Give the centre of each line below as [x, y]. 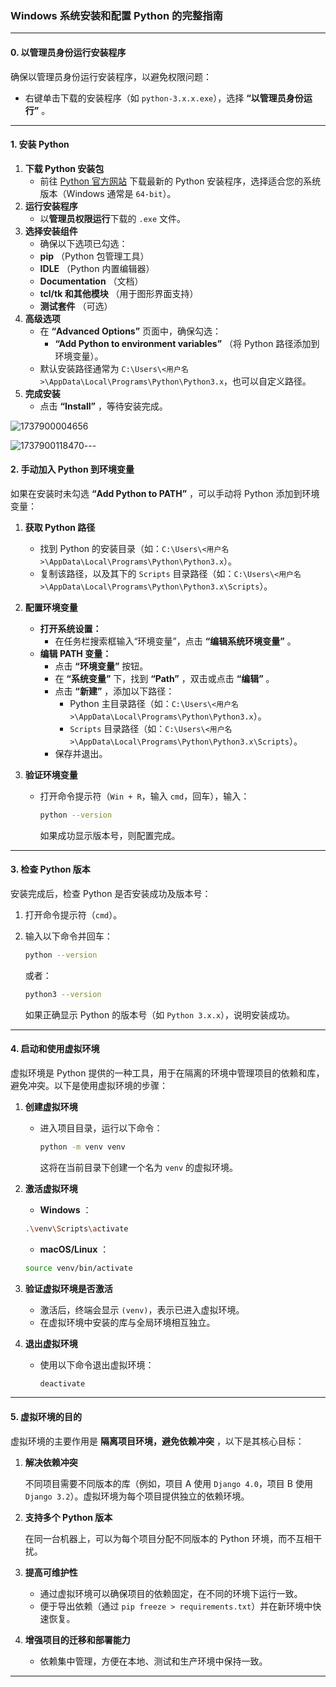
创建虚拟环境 [51, 1106]
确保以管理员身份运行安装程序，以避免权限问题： [111, 76]
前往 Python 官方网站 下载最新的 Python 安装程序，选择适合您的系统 [180, 181]
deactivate [62, 1383]
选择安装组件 [51, 231]
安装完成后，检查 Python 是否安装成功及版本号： [111, 893]
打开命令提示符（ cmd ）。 [73, 914]
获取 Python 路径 [60, 527]
